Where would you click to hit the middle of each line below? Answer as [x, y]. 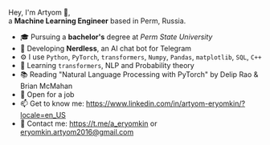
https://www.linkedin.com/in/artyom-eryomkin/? [166, 103]
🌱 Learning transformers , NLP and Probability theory [107, 65]
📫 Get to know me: [52, 103]
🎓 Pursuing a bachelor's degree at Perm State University [116, 37]
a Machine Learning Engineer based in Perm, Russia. [97, 21]
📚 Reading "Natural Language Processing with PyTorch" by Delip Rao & [139, 75]
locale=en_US [43, 115]
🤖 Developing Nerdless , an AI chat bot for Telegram [105, 48]
